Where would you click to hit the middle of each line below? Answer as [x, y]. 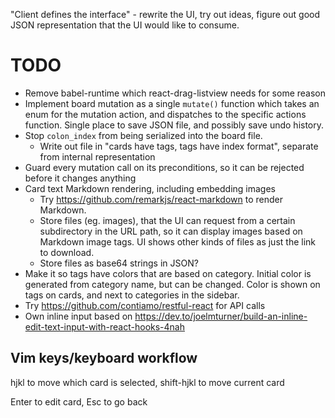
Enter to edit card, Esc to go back [79, 401]
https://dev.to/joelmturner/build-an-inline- [221, 316]
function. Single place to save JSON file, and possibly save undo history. [174, 125]
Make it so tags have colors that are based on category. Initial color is [168, 273]
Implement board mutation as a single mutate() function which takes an [172, 103]
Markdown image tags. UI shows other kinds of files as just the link [177, 241]
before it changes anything [80, 178]
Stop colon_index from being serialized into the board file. [143, 135]
